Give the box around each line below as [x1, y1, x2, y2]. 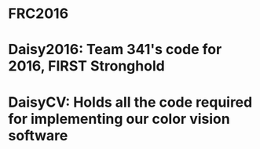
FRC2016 [8, 5, 69, 23]
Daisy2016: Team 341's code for [8, 41, 222, 59]
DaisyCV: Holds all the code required [8, 93, 253, 111]
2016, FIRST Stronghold [8, 57, 165, 75]
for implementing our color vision [8, 110, 230, 128]
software [8, 126, 68, 144]
